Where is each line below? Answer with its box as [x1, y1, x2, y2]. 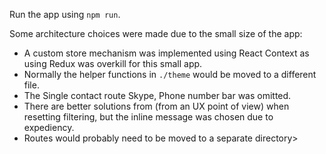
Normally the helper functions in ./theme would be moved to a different [23, 69, 317, 80]
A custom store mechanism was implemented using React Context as [23, 47, 310, 59]
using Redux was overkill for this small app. [23, 58, 203, 69]
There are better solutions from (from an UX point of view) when [23, 100, 290, 112]
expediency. [23, 122, 75, 133]
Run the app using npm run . [9, 9, 121, 20]
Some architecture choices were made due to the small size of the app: [9, 28, 303, 39]
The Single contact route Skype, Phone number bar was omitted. [23, 90, 292, 101]
